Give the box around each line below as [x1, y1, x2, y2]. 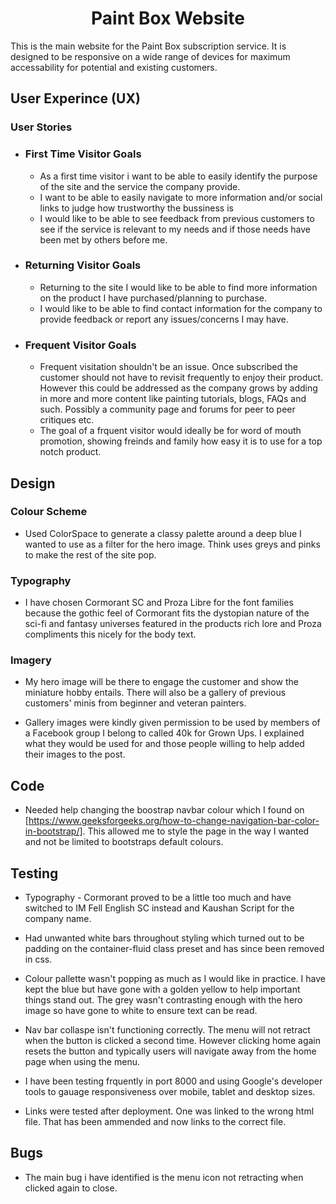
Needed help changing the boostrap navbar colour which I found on [24, 804, 305, 816]
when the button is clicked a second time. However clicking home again [24, 1035, 322, 1047]
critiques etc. [39, 414, 95, 426]
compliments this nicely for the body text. [24, 628, 197, 641]
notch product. [39, 446, 102, 458]
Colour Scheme [10, 505, 88, 519]
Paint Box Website [91, 7, 245, 30]
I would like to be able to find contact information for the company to [39, 302, 323, 314]
